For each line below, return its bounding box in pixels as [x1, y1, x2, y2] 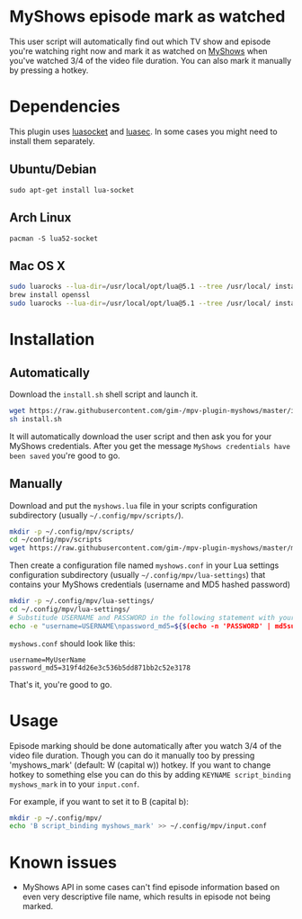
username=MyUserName [9, 655, 87, 664]
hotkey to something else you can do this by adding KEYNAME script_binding [9, 769, 292, 779]
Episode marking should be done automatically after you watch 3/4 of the [9, 740, 282, 751]
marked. [22, 901, 54, 912]
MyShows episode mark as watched [9, 6, 286, 27]
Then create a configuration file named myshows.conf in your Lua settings [9, 560, 280, 571]
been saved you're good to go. [9, 450, 120, 461]
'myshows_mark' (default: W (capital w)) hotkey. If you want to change [9, 759, 271, 770]
